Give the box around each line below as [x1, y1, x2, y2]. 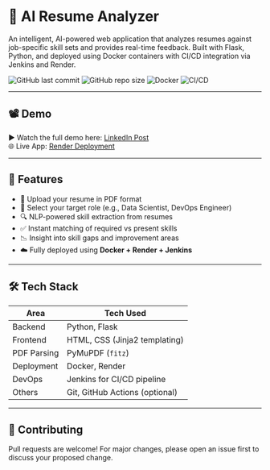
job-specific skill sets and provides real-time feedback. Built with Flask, [8, 42, 245, 52]
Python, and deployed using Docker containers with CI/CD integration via [8, 51, 251, 60]
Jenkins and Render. [8, 60, 76, 69]
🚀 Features [8, 173, 63, 186]
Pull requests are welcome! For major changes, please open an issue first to [8, 444, 260, 454]
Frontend [12, 335, 47, 346]
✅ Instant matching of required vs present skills [19, 223, 178, 233]
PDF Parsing [12, 347, 59, 359]
